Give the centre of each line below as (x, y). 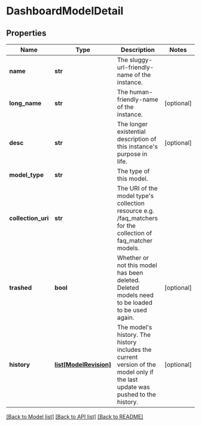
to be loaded (135, 303)
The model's (135, 327)
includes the (134, 350)
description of (137, 139)
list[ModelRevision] (83, 364)
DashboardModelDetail (65, 11)
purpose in (132, 154)
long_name (25, 103)
